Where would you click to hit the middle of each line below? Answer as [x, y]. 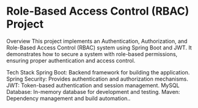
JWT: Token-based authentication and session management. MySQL [93, 85]
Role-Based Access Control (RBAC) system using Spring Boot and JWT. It [99, 48]
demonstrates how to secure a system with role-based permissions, [92, 54]
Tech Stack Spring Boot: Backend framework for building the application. [98, 72]
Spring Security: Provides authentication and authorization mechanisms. [97, 79]
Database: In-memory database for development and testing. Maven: [93, 92]
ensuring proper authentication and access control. [71, 60]
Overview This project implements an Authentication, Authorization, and [97, 41]
